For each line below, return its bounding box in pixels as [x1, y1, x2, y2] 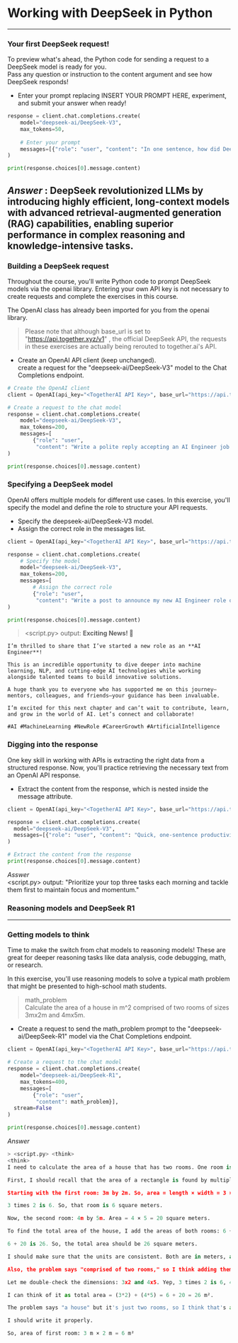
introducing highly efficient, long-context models [7, 195, 230, 207]
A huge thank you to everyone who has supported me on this [7, 686, 189, 693]
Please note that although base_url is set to [24, 327, 151, 336]
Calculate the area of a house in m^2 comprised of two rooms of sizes [24, 1003, 229, 1012]
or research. [7, 961, 43, 969]
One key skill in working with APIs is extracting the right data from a [7, 755, 205, 764]
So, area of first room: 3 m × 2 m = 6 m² [7, 1330, 135, 1337]
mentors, [7, 692, 33, 699]
